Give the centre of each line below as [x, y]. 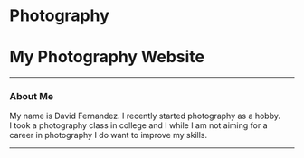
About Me [32, 97]
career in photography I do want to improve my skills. [109, 135]
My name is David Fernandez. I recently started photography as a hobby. [145, 116]
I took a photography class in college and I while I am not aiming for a [139, 125]
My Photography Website [107, 57]
